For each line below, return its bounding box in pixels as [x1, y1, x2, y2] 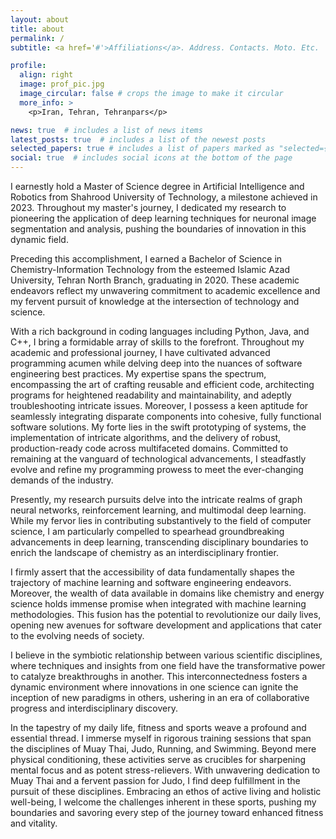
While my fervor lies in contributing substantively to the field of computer [10, 515, 312, 526]
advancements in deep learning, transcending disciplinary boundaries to [10, 536, 309, 548]
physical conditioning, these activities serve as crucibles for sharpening [10, 754, 307, 765]
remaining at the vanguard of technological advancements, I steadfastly [10, 453, 307, 465]
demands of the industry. [10, 474, 114, 486]
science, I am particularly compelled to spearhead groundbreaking [10, 526, 285, 537]
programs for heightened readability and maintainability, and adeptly [10, 389, 292, 401]
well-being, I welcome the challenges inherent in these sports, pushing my [10, 796, 317, 808]
